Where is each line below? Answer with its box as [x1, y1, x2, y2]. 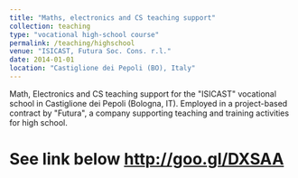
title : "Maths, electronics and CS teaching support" [9, 13, 217, 23]
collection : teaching [9, 22, 91, 31]
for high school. [9, 117, 68, 127]
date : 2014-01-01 [9, 55, 75, 64]
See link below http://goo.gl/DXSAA [9, 149, 284, 170]
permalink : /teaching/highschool [9, 38, 135, 48]
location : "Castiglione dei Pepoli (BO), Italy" [9, 64, 196, 73]
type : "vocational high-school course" [9, 30, 160, 39]
